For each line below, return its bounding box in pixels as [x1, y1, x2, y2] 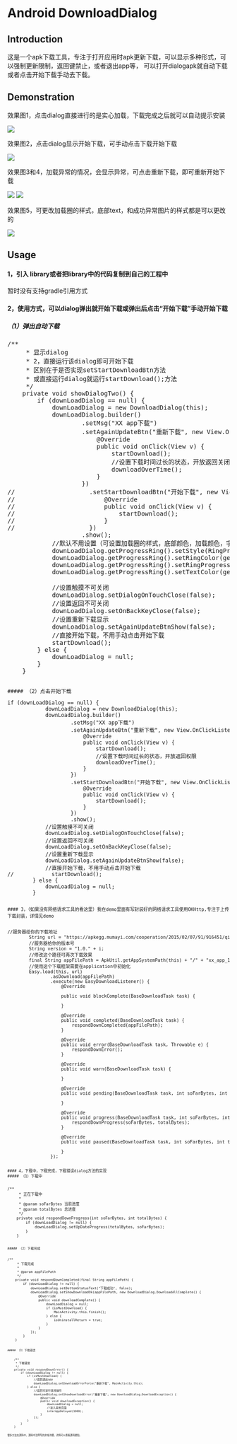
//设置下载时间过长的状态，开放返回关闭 [111, 458, 231, 466]
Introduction [7, 33, 63, 45]
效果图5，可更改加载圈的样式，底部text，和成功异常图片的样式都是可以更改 [7, 206, 226, 214]
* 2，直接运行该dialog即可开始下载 [25, 357, 134, 365]
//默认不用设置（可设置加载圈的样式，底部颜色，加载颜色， [51, 539, 227, 547]
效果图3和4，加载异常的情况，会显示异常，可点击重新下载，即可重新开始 [7, 168, 219, 176]
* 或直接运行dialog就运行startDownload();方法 [25, 375, 178, 383]
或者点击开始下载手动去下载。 [7, 71, 94, 78]
